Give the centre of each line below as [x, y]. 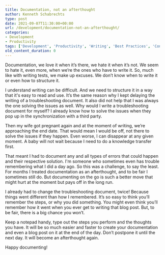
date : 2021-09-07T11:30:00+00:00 [39, 23]
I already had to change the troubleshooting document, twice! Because [77, 192]
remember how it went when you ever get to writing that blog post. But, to [80, 207]
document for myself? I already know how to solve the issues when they [78, 111]
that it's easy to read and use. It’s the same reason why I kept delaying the [80, 95]
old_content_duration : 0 [30, 51]
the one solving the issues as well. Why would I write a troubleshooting [77, 106]
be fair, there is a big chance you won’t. [45, 212]
